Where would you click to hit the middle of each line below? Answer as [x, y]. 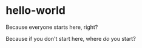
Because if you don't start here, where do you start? [71, 38]
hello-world [36, 10]
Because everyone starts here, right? [52, 27]
